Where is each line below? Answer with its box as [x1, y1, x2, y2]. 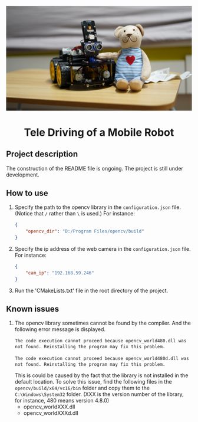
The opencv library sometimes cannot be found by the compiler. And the [14, 319, 192, 327]
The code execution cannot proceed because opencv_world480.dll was [14, 338, 187, 344]
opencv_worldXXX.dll [23, 403, 75, 410]
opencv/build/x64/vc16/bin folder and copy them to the [14, 384, 150, 392]
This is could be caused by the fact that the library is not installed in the [14, 372, 189, 379]
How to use [6, 188, 48, 198]
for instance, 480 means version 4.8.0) [14, 397, 110, 404]
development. [6, 171, 39, 178]
